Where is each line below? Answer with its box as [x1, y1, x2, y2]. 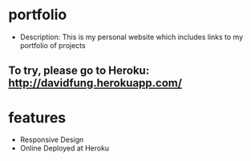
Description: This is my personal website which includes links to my [19, 32, 244, 42]
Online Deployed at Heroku [19, 143, 110, 153]
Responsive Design [19, 135, 84, 145]
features [8, 108, 67, 127]
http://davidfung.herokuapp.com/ [8, 76, 183, 90]
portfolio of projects [19, 40, 86, 50]
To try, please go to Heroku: [8, 64, 150, 78]
